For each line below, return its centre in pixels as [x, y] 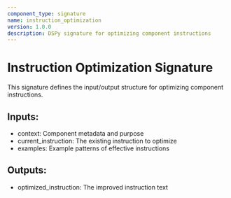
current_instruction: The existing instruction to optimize [97, 141]
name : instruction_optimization [54, 20]
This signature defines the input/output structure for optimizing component [115, 87]
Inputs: [23, 116]
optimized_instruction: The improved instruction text [92, 187]
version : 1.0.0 [29, 27]
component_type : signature [47, 14]
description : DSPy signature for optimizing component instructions [109, 33]
